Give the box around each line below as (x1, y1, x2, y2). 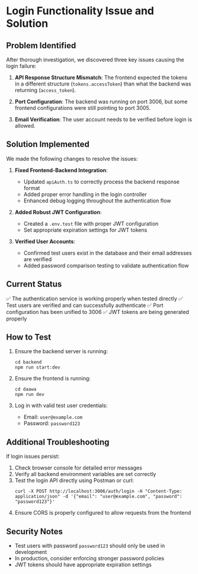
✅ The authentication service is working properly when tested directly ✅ (6, 295, 183, 302)
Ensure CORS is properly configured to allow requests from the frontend (14, 509, 191, 516)
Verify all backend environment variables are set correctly (14, 471, 157, 478)
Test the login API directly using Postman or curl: (14, 477, 135, 484)
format (23, 184, 40, 191)
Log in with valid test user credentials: (14, 402, 108, 409)
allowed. (14, 122, 36, 129)
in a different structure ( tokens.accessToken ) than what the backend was (14, 80, 191, 87)
